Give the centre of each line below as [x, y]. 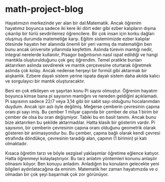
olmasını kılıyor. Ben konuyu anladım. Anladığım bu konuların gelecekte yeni [82, 164]
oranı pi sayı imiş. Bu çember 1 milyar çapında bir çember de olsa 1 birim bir [82, 112]
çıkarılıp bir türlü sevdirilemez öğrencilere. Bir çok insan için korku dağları [80, 33]
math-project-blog [44, 9]
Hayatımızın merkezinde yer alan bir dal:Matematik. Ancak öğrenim [73, 23]
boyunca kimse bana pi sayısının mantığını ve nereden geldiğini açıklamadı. [82, 96]
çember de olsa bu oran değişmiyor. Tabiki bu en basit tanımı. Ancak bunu [81, 117]
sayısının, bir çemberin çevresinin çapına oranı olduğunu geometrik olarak [81, 127]
